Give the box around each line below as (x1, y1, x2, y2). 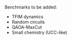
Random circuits (11, 19, 45, 25)
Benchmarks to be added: (4, 4, 57, 10)
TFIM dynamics (11, 14, 44, 19)
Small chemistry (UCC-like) (11, 30, 68, 35)
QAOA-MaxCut (11, 24, 42, 30)
